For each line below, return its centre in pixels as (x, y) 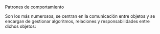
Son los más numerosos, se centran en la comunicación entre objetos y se (80, 16)
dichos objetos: (21, 26)
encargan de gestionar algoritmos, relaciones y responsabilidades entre (78, 21)
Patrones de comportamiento (34, 7)
